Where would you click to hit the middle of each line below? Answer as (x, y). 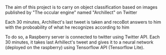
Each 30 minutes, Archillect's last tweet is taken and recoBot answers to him (83, 22)
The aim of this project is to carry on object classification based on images (81, 7)
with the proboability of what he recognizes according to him (67, 27)
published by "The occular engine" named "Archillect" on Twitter (71, 12)
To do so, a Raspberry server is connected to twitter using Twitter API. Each (83, 37)
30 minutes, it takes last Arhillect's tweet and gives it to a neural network (79, 42)
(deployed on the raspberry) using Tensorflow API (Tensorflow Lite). (75, 47)
